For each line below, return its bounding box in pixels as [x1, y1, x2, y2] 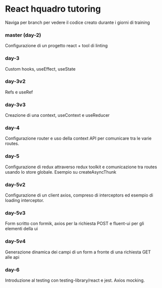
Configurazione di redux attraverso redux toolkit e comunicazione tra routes [5, 164, 157, 170]
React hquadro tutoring [5, 3, 101, 15]
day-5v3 [5, 209, 26, 216]
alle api [5, 254, 19, 260]
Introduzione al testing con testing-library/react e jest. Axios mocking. [5, 277, 145, 283]
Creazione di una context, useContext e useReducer [5, 112, 110, 118]
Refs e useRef [5, 89, 33, 95]
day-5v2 [5, 181, 26, 188]
